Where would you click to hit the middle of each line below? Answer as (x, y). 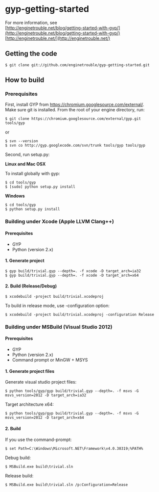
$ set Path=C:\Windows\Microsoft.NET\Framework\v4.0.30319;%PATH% (74, 448)
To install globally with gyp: (33, 174)
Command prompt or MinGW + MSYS (50, 360)
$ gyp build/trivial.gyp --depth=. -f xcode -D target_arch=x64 (72, 275)
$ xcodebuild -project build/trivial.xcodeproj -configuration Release (79, 314)
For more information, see (31, 23)
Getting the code (31, 54)
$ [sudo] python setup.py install (40, 187)
